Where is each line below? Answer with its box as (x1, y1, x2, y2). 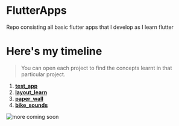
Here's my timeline (6, 44, 102, 58)
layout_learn (14, 88, 48, 96)
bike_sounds (14, 101, 48, 109)
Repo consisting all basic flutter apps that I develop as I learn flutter (6, 23, 174, 31)
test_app (14, 82, 38, 89)
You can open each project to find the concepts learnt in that (20, 64, 172, 71)
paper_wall (14, 95, 44, 102)
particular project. (20, 70, 66, 78)
